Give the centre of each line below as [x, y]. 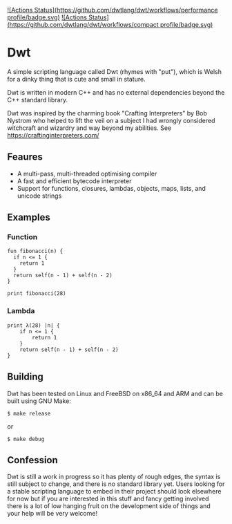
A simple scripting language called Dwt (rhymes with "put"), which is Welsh [115, 71]
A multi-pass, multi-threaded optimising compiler [87, 174]
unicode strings [39, 196]
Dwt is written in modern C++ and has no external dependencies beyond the [116, 92]
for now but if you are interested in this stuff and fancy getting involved [108, 499]
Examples [29, 217]
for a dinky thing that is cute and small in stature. [77, 79]
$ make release [29, 413]
